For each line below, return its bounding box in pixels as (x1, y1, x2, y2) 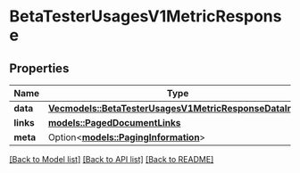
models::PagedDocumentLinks (47, 117, 181, 128)
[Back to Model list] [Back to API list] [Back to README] (9, 154, 214, 164)
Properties (9, 61, 70, 76)
